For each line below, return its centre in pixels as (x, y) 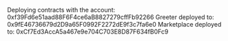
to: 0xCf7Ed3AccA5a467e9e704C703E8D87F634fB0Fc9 (88, 31)
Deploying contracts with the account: (61, 10)
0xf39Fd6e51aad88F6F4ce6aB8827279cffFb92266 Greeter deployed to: (111, 17)
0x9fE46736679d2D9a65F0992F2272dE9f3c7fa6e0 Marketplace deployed (114, 24)
